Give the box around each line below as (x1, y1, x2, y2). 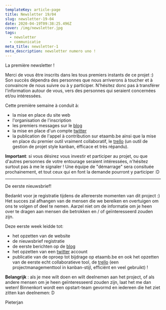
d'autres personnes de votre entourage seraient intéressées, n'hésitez (5, 158, 148, 164)
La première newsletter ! (5, 62, 55, 68)
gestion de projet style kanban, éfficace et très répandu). (12, 143, 128, 149)
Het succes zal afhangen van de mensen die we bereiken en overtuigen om (5, 198, 159, 204)
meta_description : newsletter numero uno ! (5, 48, 96, 53)
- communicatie (9, 40, 41, 44)
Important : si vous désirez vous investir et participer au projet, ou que (5, 153, 148, 159)
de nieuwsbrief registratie (12, 238, 65, 244)
